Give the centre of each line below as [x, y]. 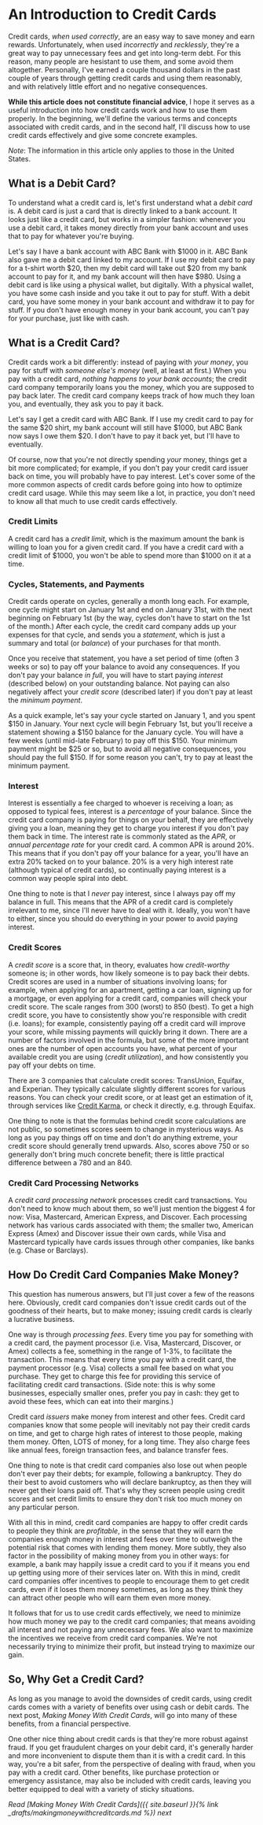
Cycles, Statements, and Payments [77, 584]
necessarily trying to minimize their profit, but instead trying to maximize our [131, 1646]
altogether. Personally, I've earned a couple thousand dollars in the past [124, 69]
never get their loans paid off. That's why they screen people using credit [127, 1490]
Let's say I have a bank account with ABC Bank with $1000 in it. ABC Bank [128, 251]
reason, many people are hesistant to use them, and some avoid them [121, 61]
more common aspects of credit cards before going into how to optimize [125, 484]
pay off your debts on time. [52, 1065]
